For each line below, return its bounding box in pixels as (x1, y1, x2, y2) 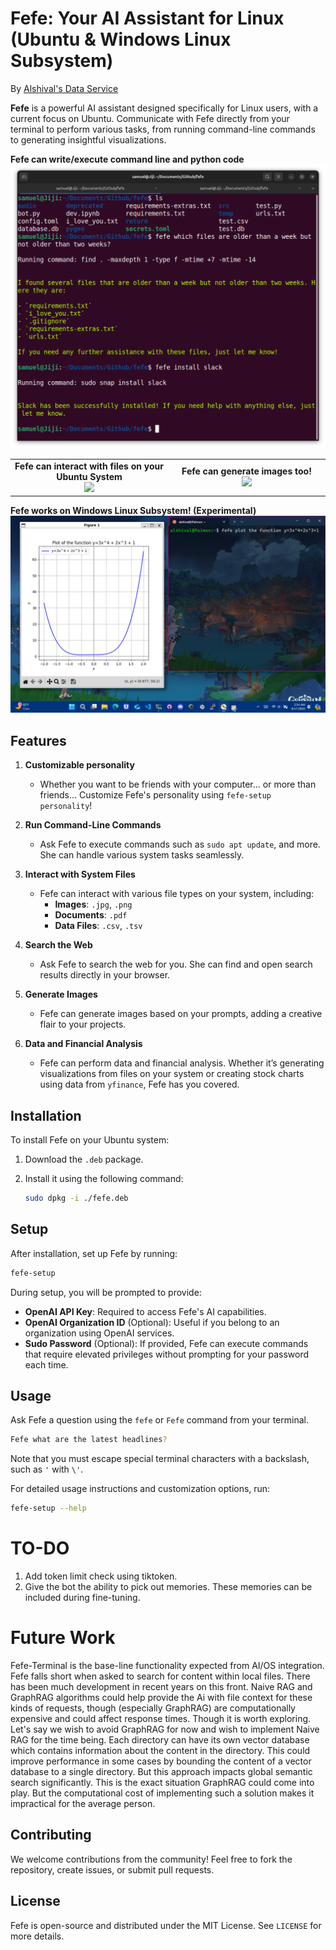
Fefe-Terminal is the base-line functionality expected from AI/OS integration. (10, 1660, 325, 1672)
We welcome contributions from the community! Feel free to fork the (10, 1853, 293, 1865)
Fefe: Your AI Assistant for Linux (10, 7, 285, 30)
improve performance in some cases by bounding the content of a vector (10, 1755, 312, 1767)
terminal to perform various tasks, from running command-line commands (10, 123, 316, 135)
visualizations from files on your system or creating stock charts (39, 1068, 305, 1080)
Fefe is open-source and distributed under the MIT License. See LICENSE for (10, 1919, 322, 1931)
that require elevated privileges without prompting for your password (24, 1348, 309, 1360)
